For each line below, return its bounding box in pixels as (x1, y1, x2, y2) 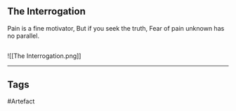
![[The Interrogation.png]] (7, 52, 81, 60)
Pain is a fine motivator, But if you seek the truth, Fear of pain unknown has (7, 24, 225, 32)
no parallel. (7, 31, 40, 40)
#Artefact (7, 97, 35, 105)
